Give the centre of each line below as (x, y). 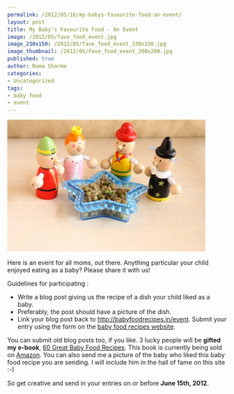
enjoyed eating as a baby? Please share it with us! (79, 270)
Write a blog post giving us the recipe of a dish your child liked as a (114, 297)
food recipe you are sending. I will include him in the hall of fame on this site (116, 363)
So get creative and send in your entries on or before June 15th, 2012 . (108, 384)
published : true (31, 59)
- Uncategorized (31, 81)
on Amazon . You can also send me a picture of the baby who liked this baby (116, 355)
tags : (15, 88)
